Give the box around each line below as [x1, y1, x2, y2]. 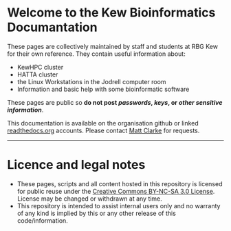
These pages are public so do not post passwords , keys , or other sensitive [7, 98, 223, 106]
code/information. [16, 216, 69, 225]
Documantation [7, 19, 98, 35]
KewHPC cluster [16, 63, 64, 71]
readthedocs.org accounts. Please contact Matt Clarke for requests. [7, 126, 200, 134]
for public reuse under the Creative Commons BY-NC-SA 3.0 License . [16, 187, 215, 195]
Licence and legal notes [7, 157, 146, 173]
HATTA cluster [16, 70, 58, 79]
